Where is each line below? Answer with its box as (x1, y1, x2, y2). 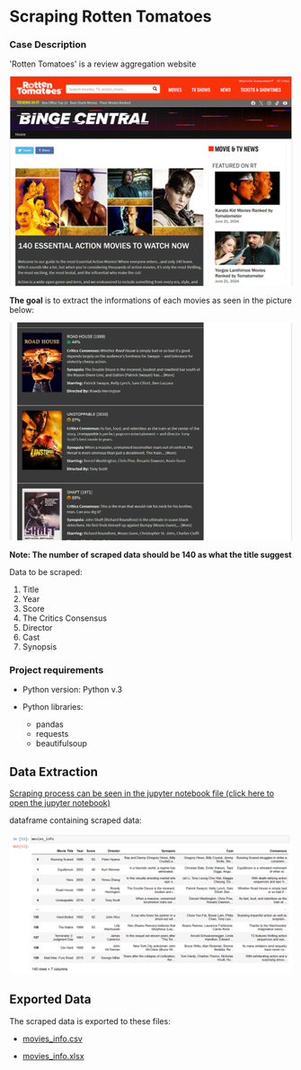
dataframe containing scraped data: (9, 815, 142, 826)
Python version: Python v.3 (22, 685, 123, 695)
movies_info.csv (22, 1033, 83, 1044)
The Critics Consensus (22, 613, 108, 623)
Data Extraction (9, 764, 99, 779)
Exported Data (9, 992, 92, 1007)
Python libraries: (22, 702, 84, 712)
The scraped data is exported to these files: (9, 1015, 171, 1026)
